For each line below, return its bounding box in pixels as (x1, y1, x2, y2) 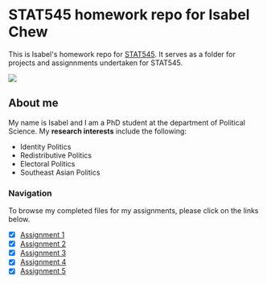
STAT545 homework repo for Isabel (8, 6, 250, 24)
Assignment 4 (19, 257, 67, 267)
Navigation (8, 187, 52, 199)
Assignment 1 (19, 230, 65, 240)
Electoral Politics (19, 158, 76, 168)
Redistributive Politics (19, 150, 92, 160)
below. (8, 215, 31, 224)
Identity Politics (19, 142, 72, 151)
